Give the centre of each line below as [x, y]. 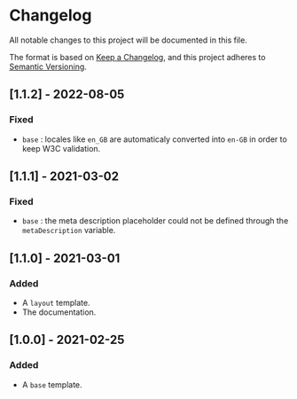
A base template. [52, 384]
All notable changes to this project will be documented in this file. [129, 40]
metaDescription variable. [69, 231]
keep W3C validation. [61, 148]
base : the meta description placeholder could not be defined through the [155, 221]
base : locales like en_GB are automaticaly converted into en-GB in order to [155, 139]
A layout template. [56, 303]
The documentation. [59, 312]
